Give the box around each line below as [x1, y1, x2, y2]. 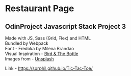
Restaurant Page [5, 3, 75, 14]
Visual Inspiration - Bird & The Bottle [5, 51, 79, 57]
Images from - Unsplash [5, 56, 54, 61]
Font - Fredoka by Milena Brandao [5, 46, 74, 51]
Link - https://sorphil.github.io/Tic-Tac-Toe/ [5, 65, 93, 71]
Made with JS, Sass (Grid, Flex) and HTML [5, 35, 91, 41]
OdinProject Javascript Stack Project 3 [5, 22, 126, 31]
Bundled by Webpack [5, 40, 49, 46]
